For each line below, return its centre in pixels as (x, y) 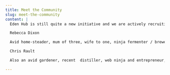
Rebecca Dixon (25, 33)
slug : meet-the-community (32, 15)
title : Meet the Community (34, 10)
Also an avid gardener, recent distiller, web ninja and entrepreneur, (88, 60)
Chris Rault (23, 51)
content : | (17, 19)
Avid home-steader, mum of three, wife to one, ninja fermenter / (81, 42)
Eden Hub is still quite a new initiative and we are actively (78, 24)
